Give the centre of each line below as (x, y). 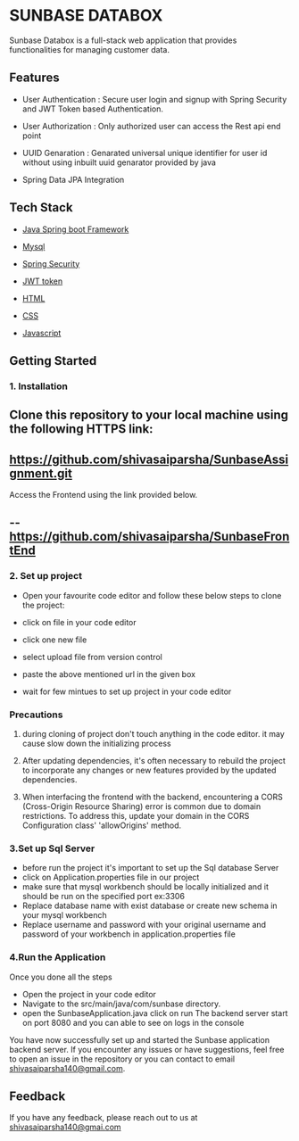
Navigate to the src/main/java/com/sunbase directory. (121, 1004)
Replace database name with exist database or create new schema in (150, 905)
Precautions (36, 715)
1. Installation (39, 386)
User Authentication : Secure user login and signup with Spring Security (154, 99)
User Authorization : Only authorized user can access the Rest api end (151, 126)
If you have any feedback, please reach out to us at (104, 1118)
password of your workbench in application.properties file (129, 934)
